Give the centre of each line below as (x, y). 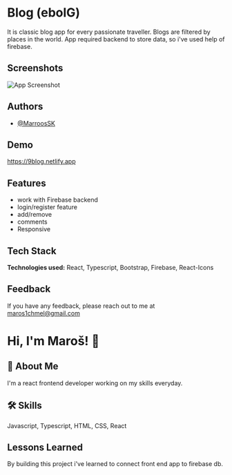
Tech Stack (32, 251)
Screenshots (35, 68)
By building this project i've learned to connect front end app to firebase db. (115, 464)
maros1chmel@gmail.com (44, 313)
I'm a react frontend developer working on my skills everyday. (95, 383)
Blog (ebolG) (44, 13)
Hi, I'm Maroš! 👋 (54, 341)
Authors (25, 107)
